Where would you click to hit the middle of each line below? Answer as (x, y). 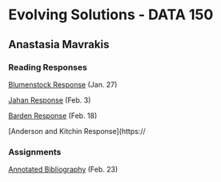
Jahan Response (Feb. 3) (50, 100)
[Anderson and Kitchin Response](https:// (77, 131)
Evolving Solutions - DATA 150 (111, 15)
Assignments (35, 152)
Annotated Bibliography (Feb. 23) (63, 169)
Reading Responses (48, 67)
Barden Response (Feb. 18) (53, 115)
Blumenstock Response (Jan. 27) (63, 84)
